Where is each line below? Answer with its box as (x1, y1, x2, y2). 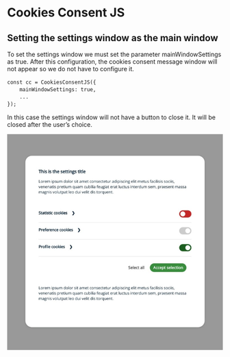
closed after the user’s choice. (7, 120, 92, 128)
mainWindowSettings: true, (19, 86, 97, 93)
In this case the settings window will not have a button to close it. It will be (7, 113, 216, 121)
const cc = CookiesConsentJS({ (7, 79, 97, 86)
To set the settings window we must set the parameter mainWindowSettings (7, 50, 222, 58)
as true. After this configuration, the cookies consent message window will (7, 58, 218, 66)
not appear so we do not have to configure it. (7, 65, 135, 73)
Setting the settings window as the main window (7, 32, 218, 44)
